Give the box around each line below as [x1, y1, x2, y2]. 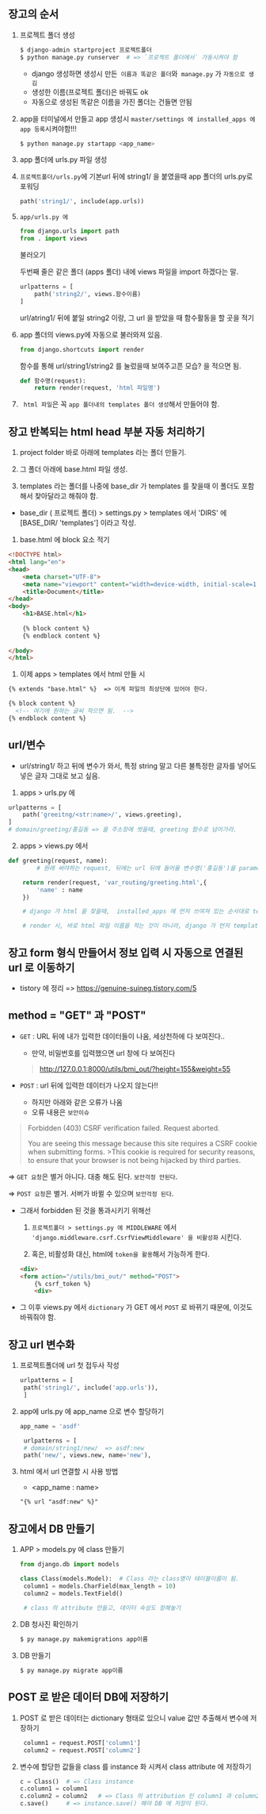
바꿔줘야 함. [19, 1312, 57, 1322]
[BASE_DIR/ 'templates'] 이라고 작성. [19, 518, 137, 528]
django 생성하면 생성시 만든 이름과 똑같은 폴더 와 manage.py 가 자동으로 [31, 68, 245, 78]
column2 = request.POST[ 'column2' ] [23, 1746, 141, 1754]
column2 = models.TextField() [23, 1589, 123, 1597]
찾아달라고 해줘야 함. [34, 491, 99, 501]
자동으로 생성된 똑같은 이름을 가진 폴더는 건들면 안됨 [31, 97, 192, 106]
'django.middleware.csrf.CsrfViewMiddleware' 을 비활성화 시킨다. [31, 1232, 242, 1242]
